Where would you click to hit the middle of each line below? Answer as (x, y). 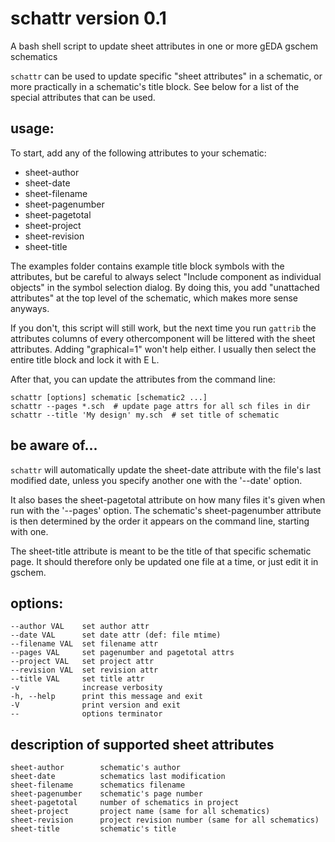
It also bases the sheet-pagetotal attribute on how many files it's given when (168, 499)
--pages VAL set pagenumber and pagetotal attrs (122, 653)
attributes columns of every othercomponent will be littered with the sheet (163, 338)
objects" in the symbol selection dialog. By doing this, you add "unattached (165, 287)
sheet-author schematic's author (96, 768)
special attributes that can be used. (83, 97)
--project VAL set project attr (82, 662)
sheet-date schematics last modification (118, 777)
